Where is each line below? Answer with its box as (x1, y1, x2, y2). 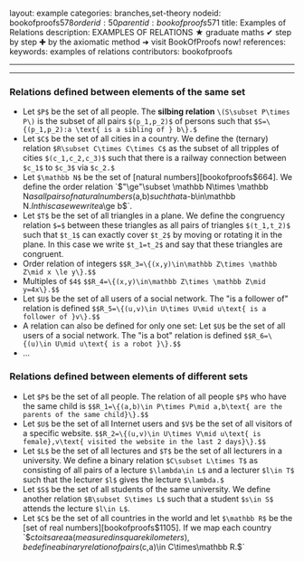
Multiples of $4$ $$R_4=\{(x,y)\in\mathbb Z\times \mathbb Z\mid (22, 276, 266, 287)
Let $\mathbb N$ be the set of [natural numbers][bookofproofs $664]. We (22, 172, 292, 183)
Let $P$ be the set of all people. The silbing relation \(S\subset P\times (22, 106, 290, 117)
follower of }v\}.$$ (22, 312, 100, 322)
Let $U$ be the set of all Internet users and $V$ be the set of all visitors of (22, 418, 293, 429)
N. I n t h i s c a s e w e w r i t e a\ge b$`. (22, 201, 133, 212)
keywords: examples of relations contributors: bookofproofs (9, 46, 233, 57)
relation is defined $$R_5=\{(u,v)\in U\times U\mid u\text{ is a (22, 303, 267, 314)
